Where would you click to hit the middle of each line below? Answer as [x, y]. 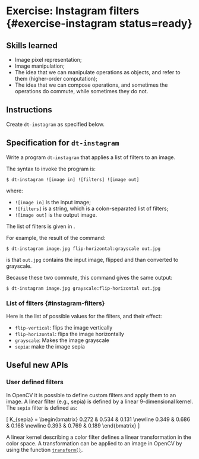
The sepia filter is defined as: [42, 407]
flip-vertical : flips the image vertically [64, 327]
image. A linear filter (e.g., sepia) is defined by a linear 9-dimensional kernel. [99, 401]
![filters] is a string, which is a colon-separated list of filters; [91, 208]
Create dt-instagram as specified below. [56, 124]
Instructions [29, 110]
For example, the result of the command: [56, 238]
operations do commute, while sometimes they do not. [81, 91]
